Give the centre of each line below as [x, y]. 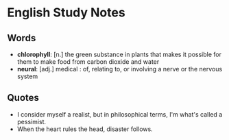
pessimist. [32, 121]
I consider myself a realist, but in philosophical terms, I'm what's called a [120, 114]
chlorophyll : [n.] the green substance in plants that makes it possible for [119, 54]
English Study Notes [66, 13]
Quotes [23, 98]
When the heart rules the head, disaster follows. [85, 129]
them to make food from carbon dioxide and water [88, 62]
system [27, 76]
